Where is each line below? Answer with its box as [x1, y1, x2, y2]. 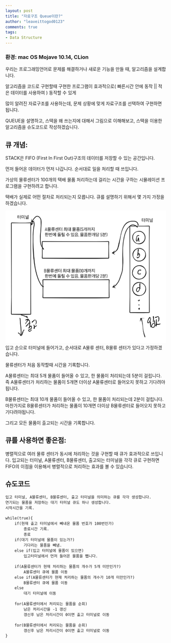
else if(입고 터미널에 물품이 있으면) [14, 548, 84, 553]
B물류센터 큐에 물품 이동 [23, 580, 68, 585]
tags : [5, 30, 17, 35]
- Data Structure [5, 35, 42, 40]
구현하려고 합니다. [22, 183, 59, 189]
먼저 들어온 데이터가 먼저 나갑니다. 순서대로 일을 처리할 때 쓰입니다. [5, 166, 139, 172]
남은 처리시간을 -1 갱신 [23, 607, 67, 612]
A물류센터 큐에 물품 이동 [23, 569, 68, 575]
